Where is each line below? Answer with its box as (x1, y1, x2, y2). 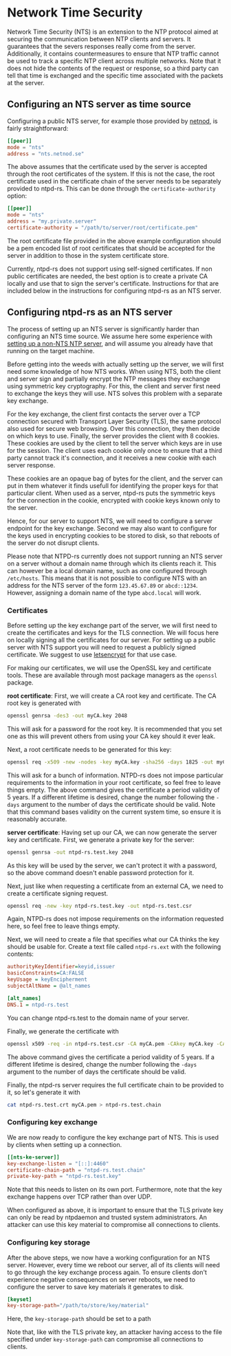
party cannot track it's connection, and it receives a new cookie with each (7, 454, 217, 462)
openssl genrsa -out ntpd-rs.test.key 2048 (7, 849, 134, 856)
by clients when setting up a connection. (7, 1140, 122, 1148)
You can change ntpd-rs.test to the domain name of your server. (7, 1014, 190, 1022)
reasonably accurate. (7, 814, 67, 823)
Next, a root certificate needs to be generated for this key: (7, 745, 172, 753)
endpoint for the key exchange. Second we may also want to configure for (7, 524, 217, 532)
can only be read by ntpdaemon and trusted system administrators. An (7, 1213, 208, 1221)
